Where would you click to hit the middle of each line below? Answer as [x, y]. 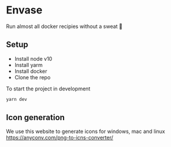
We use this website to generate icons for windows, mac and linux [85, 131]
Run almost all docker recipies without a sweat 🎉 [64, 26]
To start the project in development [48, 89]
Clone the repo [32, 77]
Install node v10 [33, 58]
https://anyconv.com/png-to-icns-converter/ [60, 138]
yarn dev [17, 99]
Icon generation [36, 118]
